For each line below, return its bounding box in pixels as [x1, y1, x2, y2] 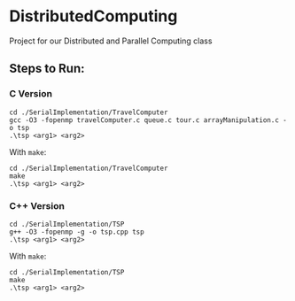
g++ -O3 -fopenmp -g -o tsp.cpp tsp [9, 228, 144, 236]
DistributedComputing [9, 6, 178, 27]
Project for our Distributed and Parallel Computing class [9, 35, 213, 46]
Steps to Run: [9, 61, 86, 76]
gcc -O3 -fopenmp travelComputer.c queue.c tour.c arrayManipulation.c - [9, 115, 288, 125]
